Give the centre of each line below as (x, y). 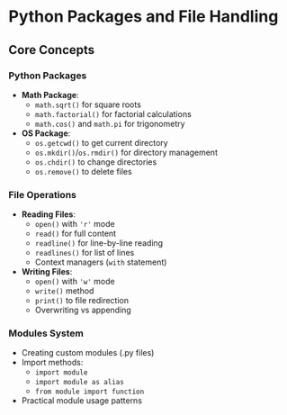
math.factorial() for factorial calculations (113, 113)
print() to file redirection (82, 301)
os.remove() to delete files (83, 171)
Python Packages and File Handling (143, 17)
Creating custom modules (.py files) (88, 353)
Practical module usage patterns (82, 401)
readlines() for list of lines (85, 253)
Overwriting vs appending (83, 310)
